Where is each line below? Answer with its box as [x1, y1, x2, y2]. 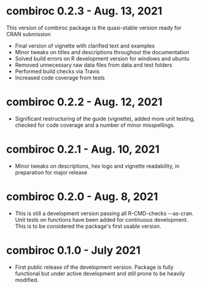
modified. [14, 276, 39, 283]
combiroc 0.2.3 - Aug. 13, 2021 [6, 4, 163, 18]
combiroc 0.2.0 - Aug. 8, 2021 [6, 190, 158, 203]
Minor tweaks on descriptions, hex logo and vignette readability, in [14, 162, 180, 170]
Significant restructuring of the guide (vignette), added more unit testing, [14, 115, 195, 122]
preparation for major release [14, 168, 88, 176]
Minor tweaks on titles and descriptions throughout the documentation [14, 48, 190, 55]
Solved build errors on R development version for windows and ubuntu [14, 55, 190, 62]
